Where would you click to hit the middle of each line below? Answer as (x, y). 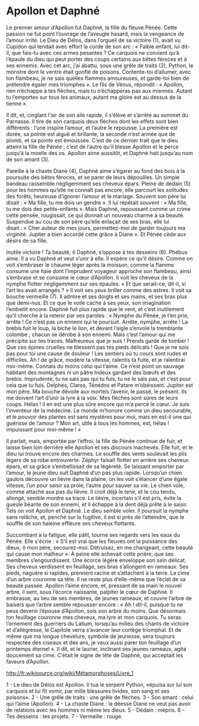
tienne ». (17, 103)
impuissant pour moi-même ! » (44, 429)
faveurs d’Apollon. (28, 661)
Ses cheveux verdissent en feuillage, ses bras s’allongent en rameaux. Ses (97, 566)
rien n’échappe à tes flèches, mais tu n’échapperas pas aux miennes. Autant (99, 91)
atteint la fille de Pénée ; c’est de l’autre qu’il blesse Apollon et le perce (93, 147)
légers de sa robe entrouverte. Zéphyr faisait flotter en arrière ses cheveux (97, 460)
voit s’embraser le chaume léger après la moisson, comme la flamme (90, 265)
